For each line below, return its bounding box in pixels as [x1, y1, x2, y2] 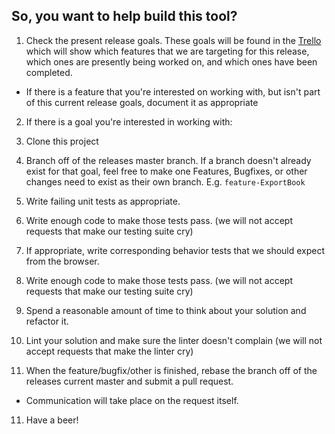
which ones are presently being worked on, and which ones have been [25, 55, 318, 68]
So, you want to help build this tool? [11, 8, 238, 25]
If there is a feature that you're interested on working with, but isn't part [25, 85, 321, 98]
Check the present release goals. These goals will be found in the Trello [25, 34, 322, 46]
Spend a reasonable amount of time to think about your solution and [25, 304, 307, 316]
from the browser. [25, 255, 100, 267]
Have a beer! [25, 414, 79, 426]
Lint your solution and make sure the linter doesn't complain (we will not [25, 334, 323, 346]
